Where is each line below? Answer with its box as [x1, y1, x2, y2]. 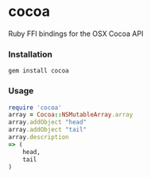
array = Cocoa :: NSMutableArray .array [8, 111, 134, 119]
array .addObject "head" [8, 118, 87, 126]
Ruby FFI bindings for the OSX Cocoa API [8, 29, 144, 38]
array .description [8, 133, 69, 141]
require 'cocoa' [8, 103, 62, 112]
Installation [8, 49, 53, 60]
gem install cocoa [8, 67, 69, 75]
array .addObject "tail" [8, 126, 87, 134]
